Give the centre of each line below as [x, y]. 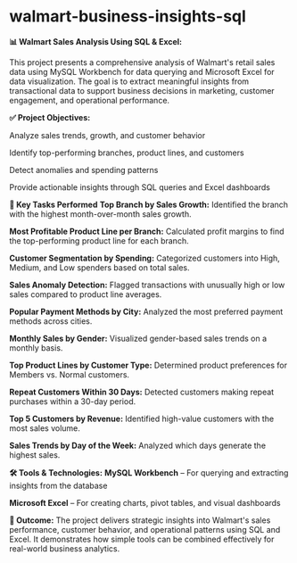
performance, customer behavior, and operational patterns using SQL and [145, 529]
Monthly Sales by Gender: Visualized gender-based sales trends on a [138, 338]
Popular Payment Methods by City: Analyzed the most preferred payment [146, 311]
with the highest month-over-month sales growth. [100, 214]
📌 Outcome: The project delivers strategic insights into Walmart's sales [140, 520]
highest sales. [35, 455]
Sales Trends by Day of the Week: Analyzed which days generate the [137, 445]
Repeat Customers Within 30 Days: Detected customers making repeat [142, 392]
